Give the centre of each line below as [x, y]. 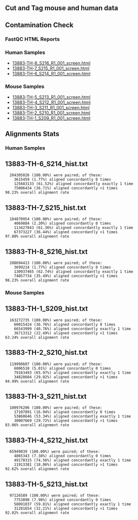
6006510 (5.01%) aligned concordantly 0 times [63, 368]
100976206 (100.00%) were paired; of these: [56, 408]
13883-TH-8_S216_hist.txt [46, 252]
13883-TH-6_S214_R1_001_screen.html [51, 73]
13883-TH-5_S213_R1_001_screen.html [51, 97]
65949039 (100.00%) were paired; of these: [55, 452]
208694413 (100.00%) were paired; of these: [56, 263]
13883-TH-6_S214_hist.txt [46, 164]
